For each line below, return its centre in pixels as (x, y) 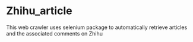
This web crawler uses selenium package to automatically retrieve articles (97, 27)
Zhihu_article (39, 11)
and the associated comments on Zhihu (54, 33)
